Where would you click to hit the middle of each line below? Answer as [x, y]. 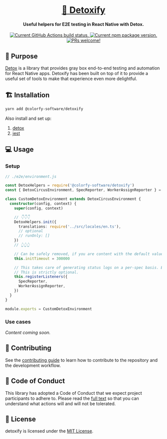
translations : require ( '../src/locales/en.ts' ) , [70, 226]
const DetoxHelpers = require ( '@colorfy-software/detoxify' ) [70, 185]
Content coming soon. [28, 332]
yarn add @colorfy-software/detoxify [44, 109]
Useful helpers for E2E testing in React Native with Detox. [83, 24]
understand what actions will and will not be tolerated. [60, 403]
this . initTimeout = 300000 [42, 259]
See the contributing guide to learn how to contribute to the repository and [82, 360]
